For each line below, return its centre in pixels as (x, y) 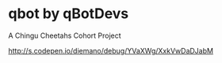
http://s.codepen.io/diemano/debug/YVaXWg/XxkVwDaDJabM (111, 50)
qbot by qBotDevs (69, 14)
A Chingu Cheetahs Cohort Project (65, 35)
